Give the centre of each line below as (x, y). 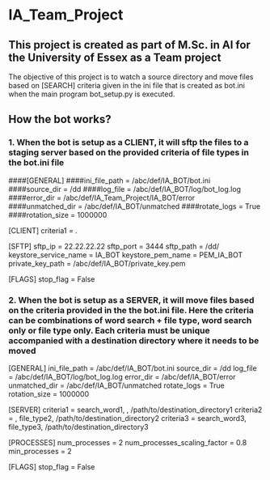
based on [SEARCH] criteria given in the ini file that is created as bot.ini (127, 85)
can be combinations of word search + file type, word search (130, 320)
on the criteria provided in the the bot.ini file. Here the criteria (131, 310)
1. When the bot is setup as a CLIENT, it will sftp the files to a (129, 142)
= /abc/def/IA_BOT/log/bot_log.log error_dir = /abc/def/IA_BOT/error (122, 376)
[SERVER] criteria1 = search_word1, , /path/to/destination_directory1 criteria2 (135, 410)
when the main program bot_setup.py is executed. (92, 94)
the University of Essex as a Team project (115, 57)
